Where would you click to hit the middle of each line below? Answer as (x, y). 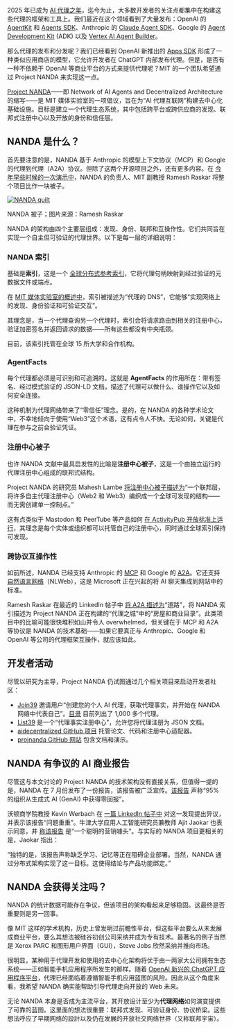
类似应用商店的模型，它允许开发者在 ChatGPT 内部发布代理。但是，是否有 (119, 60)
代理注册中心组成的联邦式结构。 (53, 472)
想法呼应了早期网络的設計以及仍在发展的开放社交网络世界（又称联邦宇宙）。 (115, 1019)
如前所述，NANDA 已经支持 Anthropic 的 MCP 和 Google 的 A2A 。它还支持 (114, 572)
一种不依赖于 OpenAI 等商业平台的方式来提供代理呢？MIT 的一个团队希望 (111, 68)
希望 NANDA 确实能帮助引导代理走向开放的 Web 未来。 (104, 987)
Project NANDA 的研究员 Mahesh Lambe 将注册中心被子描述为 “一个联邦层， (115, 487)
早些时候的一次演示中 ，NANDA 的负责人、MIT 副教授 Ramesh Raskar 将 (116, 177)
